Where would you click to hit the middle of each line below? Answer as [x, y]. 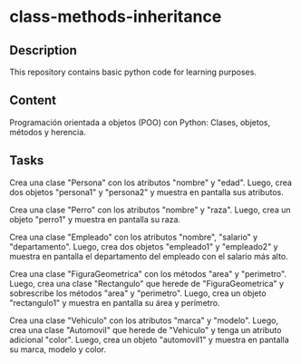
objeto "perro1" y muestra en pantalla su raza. [95, 219]
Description [43, 50]
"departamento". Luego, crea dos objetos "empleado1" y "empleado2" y [144, 246]
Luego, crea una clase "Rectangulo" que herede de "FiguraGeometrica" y [146, 283]
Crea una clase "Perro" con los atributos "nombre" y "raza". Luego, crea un [150, 210]
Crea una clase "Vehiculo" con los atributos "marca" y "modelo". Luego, [144, 320]
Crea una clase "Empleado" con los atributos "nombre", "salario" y [134, 237]
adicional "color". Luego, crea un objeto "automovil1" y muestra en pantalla [150, 339]
